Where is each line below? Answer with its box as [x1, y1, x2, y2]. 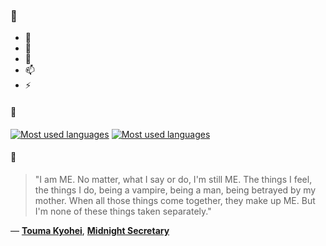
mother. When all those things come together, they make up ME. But [34, 194, 316, 206]
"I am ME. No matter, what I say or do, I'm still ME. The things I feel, [34, 173, 313, 185]
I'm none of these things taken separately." [34, 205, 212, 217]
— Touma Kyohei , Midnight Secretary [10, 224, 170, 236]
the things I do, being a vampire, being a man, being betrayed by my [34, 184, 317, 196]
